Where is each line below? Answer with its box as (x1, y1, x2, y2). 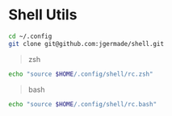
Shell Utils (8, 6, 78, 24)
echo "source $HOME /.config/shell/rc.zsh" (8, 70, 153, 78)
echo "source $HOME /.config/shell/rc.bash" (8, 100, 157, 108)
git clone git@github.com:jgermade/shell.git (8, 39, 164, 48)
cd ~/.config (8, 32, 52, 40)
